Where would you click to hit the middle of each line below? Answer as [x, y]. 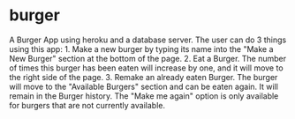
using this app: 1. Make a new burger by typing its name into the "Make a [141, 48]
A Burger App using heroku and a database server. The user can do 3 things [148, 40]
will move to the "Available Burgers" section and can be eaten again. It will [144, 86]
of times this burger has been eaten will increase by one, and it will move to [147, 68]
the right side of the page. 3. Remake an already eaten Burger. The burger [144, 77]
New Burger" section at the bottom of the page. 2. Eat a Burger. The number [148, 58]
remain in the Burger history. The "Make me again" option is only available [144, 96]
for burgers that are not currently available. [87, 105]
